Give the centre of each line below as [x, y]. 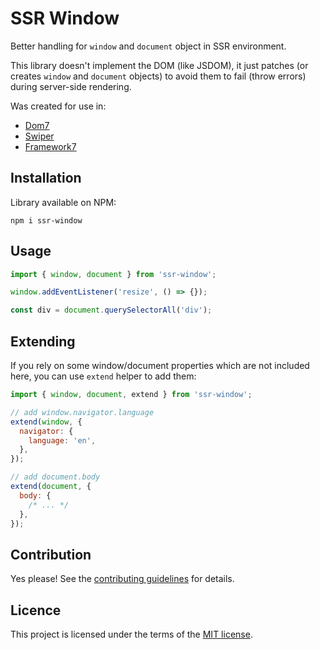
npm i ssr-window [46, 220]
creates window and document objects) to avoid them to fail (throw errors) [158, 76]
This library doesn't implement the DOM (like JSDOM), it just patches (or [159, 65]
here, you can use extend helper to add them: [103, 376]
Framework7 [50, 146]
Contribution [51, 554]
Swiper [39, 136]
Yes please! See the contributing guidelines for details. [122, 579]
